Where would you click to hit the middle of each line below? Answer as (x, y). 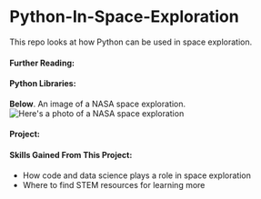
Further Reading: (42, 63)
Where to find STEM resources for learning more (114, 184)
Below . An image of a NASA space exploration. (98, 104)
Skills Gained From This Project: (71, 154)
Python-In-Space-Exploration (124, 17)
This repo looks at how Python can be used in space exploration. (131, 42)
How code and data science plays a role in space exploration (137, 175)
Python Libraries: (43, 84)
